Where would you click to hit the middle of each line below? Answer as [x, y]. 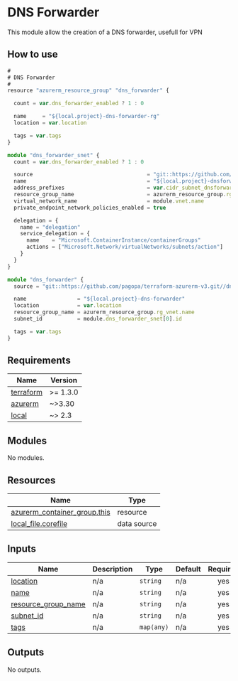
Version [64, 380]
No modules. [26, 458]
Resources [32, 480]
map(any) [154, 627]
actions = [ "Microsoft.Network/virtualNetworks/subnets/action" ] [124, 247]
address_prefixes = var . [90, 188]
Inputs [22, 549]
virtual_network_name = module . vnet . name [109, 201]
